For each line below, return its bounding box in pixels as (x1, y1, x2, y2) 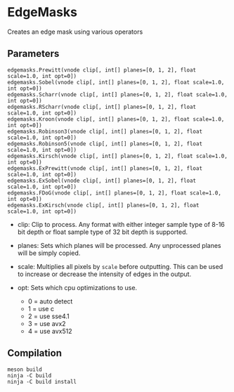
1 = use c (27, 304, 55, 313)
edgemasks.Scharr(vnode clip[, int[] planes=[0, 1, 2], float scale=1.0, (7, 91, 228, 98)
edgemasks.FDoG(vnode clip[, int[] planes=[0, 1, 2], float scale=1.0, (7, 189, 221, 197)
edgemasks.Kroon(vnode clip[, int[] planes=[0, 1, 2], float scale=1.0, (7, 115, 225, 123)
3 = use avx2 (27, 319, 66, 327)
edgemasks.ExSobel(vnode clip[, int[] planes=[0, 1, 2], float (7, 177, 197, 184)
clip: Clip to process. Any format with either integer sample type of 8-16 (17, 220, 225, 228)
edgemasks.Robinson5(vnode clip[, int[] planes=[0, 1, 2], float (7, 140, 202, 148)
